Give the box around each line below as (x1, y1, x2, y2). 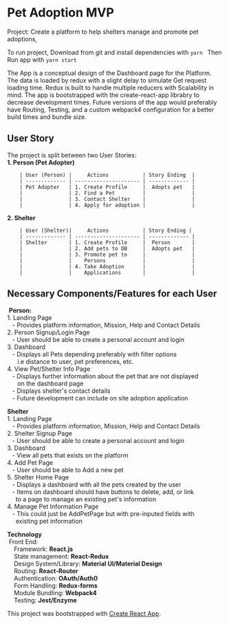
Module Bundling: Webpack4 (13, 588, 98, 596)
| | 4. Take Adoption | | (19, 263, 195, 270)
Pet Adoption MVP (7, 5, 115, 21)
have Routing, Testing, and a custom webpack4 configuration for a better (7, 105, 215, 114)
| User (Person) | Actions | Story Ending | (19, 171, 195, 178)
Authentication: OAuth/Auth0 (13, 574, 98, 582)
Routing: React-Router (13, 566, 78, 575)
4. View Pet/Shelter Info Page (7, 365, 91, 373)
